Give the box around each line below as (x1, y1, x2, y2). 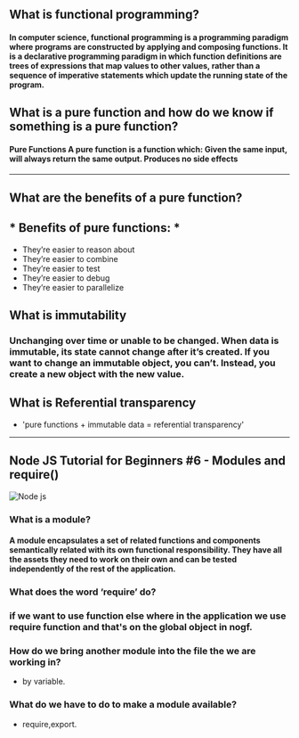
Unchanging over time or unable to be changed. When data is (9, 334, 279, 347)
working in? (9, 656, 61, 668)
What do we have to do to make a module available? (9, 699, 238, 711)
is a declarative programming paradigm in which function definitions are (9, 51, 282, 61)
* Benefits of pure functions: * (9, 220, 181, 235)
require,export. (21, 718, 77, 729)
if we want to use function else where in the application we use (9, 610, 287, 622)
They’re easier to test (21, 263, 101, 274)
